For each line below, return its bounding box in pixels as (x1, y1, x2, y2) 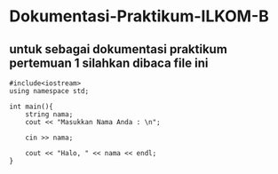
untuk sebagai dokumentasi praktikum (9, 42, 228, 57)
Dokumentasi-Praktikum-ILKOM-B (9, 6, 269, 27)
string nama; (25, 110, 74, 119)
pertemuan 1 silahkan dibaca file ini (9, 55, 209, 70)
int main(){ (9, 102, 53, 111)
